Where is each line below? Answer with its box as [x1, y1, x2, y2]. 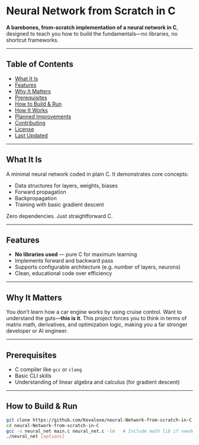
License [14, 125, 34, 132]
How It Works [14, 106, 49, 113]
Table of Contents [6, 59, 74, 70]
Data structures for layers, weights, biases [14, 182, 118, 189]
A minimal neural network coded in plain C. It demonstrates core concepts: [6, 171, 189, 178]
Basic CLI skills [14, 373, 52, 379]
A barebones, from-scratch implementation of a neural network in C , [6, 24, 179, 31]
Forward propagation [14, 188, 66, 195]
